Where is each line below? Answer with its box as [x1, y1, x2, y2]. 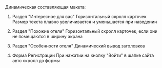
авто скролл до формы [12, 58, 60, 63]
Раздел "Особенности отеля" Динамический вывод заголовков [12, 43, 145, 48]
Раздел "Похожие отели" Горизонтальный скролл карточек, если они [12, 28, 158, 34]
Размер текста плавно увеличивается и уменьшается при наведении [12, 19, 157, 24]
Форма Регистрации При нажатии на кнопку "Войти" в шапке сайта [12, 52, 154, 58]
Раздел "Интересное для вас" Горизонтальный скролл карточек [12, 14, 147, 19]
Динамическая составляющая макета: [5, 4, 86, 10]
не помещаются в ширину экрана [12, 34, 83, 39]
